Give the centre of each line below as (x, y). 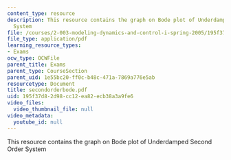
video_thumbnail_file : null (54, 109)
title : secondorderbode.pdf (47, 90)
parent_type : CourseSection (47, 71)
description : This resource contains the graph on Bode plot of (101, 20)
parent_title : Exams (37, 65)
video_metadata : (30, 115)
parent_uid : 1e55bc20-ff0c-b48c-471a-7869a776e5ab (81, 77)
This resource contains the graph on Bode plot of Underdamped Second (110, 141)
